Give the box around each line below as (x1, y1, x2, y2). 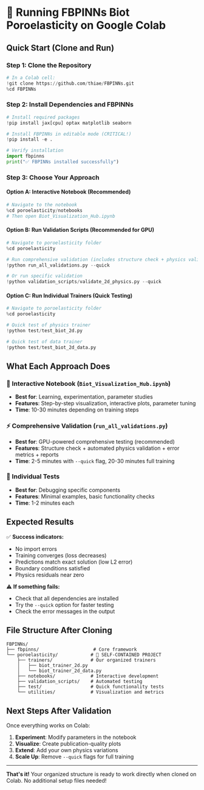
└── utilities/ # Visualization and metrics (17, 689, 165, 696)
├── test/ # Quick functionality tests (17, 684, 165, 690)
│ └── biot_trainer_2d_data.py (17, 668, 102, 674)
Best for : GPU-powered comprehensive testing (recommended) (15, 438, 175, 445)
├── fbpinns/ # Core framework (6, 646, 137, 653)
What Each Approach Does (6, 361, 110, 371)
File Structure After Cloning (6, 625, 112, 635)
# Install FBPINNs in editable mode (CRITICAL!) (6, 131, 132, 137)
